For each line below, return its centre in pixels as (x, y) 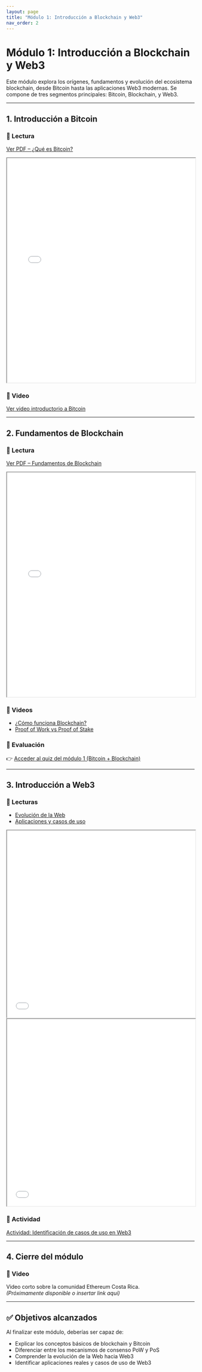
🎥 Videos (19, 710)
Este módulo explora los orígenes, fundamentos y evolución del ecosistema (99, 82)
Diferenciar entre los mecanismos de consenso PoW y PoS (87, 1350)
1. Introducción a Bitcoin (52, 119)
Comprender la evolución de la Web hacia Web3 (74, 1356)
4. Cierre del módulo (45, 1257)
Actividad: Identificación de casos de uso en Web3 (69, 1232)
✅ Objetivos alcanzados (52, 1318)
